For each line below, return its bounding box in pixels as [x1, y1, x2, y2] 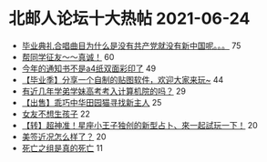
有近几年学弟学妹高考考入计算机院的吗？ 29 [21, 86, 186, 96]
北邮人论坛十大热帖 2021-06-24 [8, 8, 251, 29]
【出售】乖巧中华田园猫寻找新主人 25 [21, 96, 162, 107]
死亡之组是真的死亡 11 [21, 142, 104, 153]
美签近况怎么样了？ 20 [21, 131, 107, 142]
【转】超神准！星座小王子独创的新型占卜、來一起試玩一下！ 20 [21, 119, 259, 130]
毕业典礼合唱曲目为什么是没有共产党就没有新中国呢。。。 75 [21, 40, 241, 51]
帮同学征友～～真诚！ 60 [21, 51, 115, 62]
